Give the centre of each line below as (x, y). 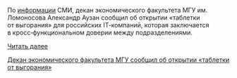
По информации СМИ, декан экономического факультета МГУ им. (108, 10)
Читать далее (28, 46)
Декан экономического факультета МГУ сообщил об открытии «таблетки (119, 60)
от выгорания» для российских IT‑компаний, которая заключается (108, 25)
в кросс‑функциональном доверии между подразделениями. (100, 32)
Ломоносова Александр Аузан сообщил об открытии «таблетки (104, 18)
